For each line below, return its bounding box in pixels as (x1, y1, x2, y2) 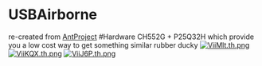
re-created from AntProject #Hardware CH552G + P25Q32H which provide (8, 32, 255, 41)
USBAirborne (8, 6, 98, 24)
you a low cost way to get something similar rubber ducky (8, 40, 198, 49)
